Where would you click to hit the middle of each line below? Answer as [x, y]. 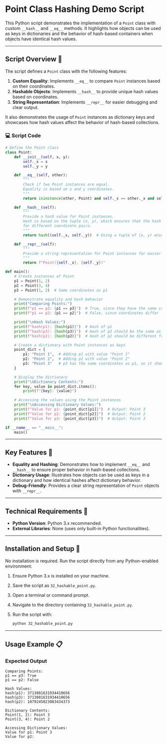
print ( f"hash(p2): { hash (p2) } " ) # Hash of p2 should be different [85, 336]
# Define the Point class [32, 148]
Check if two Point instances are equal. [67, 185]
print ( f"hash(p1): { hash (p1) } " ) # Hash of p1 [63, 327]
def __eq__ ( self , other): [41, 175]
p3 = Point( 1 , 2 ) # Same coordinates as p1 [61, 290]
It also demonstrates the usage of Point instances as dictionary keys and [80, 117]
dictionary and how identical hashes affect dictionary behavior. [77, 480]
